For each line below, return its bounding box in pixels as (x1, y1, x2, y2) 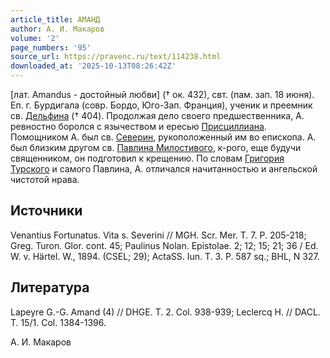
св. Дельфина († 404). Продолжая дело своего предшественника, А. (10, 110, 305, 121)
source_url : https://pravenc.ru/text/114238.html (10, 52, 222, 62)
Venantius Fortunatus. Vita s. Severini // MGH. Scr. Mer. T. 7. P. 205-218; (10, 229, 307, 241)
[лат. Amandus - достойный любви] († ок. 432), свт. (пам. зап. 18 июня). (10, 89, 315, 100)
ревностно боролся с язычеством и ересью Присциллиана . (10, 121, 267, 132)
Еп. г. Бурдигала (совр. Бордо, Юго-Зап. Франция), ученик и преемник (10, 99, 313, 111)
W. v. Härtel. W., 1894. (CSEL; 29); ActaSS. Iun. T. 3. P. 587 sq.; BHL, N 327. (10, 250, 320, 262)
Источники (10, 202, 83, 220)
